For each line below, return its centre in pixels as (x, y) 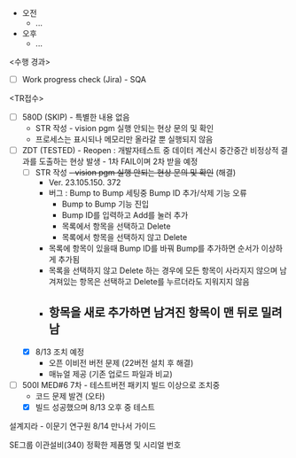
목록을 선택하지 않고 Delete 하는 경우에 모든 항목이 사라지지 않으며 (163, 271)
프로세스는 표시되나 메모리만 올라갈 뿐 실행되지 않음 (124, 139)
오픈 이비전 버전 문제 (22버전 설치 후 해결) (121, 363)
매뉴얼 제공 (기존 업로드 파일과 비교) (110, 374)
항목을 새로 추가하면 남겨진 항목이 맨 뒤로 (153, 312)
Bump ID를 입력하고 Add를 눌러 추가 (125, 215)
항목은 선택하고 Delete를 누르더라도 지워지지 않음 (164, 282)
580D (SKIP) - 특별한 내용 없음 (76, 117)
